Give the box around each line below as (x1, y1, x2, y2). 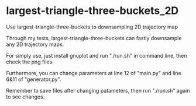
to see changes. (6, 93, 45, 100)
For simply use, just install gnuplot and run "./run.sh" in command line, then (6, 52, 187, 59)
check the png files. (6, 58, 54, 65)
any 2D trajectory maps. (6, 41, 64, 48)
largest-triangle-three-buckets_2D (6, 4, 179, 17)
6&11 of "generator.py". (6, 76, 61, 83)
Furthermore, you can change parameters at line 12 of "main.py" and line (6, 69, 181, 76)
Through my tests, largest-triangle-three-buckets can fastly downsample (6, 34, 182, 41)
